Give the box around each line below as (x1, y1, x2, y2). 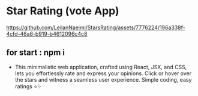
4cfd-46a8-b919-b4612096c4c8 (6, 30, 88, 37)
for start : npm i (6, 48, 65, 58)
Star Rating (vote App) (6, 4, 119, 18)
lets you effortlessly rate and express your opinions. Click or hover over (14, 70, 192, 77)
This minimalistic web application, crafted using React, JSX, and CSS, (14, 63, 187, 70)
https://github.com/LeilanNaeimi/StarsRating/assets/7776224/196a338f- (6, 24, 185, 31)
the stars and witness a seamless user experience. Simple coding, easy (14, 76, 192, 83)
